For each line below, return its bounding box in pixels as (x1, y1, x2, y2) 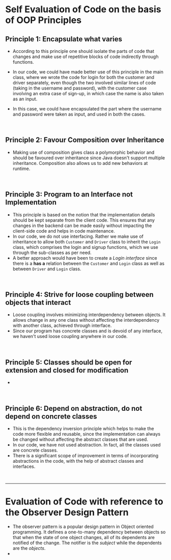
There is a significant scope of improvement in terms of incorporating (12, 453, 159, 459)
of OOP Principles (5, 14, 82, 26)
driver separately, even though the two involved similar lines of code (12, 80, 156, 86)
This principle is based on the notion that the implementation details (12, 211, 155, 217)
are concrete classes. (12, 447, 58, 454)
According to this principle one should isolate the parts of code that (12, 48, 154, 54)
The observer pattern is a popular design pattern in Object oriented (12, 523, 154, 529)
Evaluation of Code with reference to (5, 496, 164, 508)
